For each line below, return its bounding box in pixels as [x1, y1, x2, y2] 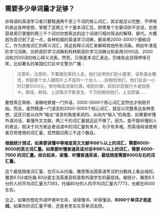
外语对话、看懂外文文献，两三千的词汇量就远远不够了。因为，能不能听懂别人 [5, 118, 157, 123]
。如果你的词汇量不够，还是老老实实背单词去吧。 [9, 203, 107, 209]
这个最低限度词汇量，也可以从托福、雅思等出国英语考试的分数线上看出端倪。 [5, 168, 157, 174]
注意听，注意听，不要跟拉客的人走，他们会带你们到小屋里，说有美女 [16, 71, 152, 76]
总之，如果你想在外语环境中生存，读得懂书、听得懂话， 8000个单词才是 [5, 197, 148, 202]
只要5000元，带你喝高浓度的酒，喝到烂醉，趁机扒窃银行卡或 [21, 83, 142, 89]
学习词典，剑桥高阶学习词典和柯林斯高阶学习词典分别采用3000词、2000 [9, 48, 153, 54]
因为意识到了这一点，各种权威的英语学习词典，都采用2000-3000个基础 [5, 36, 147, 42]
